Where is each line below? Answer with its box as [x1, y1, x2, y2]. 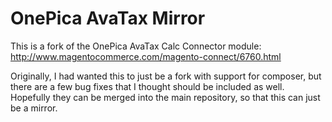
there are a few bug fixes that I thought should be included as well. [10, 80, 285, 92]
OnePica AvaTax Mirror [10, 7, 206, 30]
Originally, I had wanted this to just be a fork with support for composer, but [10, 70, 322, 82]
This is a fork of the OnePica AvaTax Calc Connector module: [10, 40, 262, 52]
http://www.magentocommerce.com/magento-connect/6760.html [10, 50, 282, 62]
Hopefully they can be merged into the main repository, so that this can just [10, 91, 321, 103]
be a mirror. [10, 102, 58, 114]
